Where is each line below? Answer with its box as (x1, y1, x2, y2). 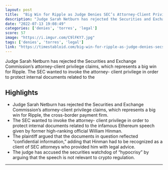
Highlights (5, 88, 38, 97)
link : (5, 44, 16, 49)
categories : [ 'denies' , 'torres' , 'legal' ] (5, 26, 97, 31)
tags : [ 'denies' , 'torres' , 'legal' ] (5, 40, 84, 45)
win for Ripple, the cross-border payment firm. (12, 112, 108, 118)
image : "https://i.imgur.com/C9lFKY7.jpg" (5, 35, 95, 40)
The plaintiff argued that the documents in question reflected (12, 133, 138, 140)
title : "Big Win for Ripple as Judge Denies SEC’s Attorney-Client (5, 12, 151, 17)
